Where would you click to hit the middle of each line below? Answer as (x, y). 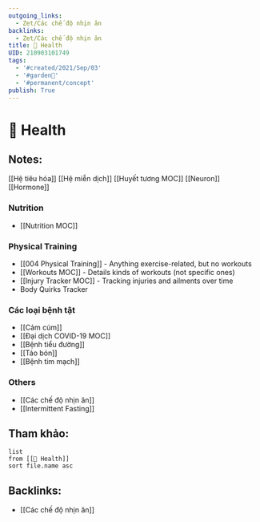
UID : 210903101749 (39, 53)
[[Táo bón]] (38, 353)
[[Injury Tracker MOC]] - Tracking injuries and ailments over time (126, 281)
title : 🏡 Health (35, 46)
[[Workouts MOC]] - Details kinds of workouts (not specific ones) (128, 272)
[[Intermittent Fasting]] (57, 408)
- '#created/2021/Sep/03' (59, 68)
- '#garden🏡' (37, 75)
